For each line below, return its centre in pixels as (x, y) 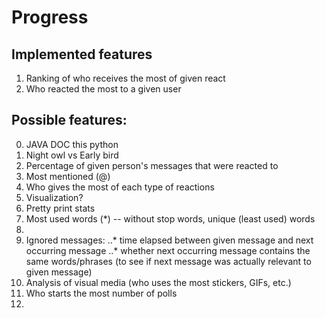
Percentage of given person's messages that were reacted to (152, 165)
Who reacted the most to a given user (103, 89)
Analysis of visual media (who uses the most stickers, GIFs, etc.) (158, 282)
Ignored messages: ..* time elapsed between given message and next (169, 240)
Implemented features (82, 54)
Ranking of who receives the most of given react (125, 78)
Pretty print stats (60, 208)
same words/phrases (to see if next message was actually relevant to (168, 261)
